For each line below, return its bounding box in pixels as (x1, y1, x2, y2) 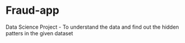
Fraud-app (5, 4, 59, 17)
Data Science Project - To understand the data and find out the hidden (5, 23, 179, 30)
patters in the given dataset (5, 29, 73, 36)
